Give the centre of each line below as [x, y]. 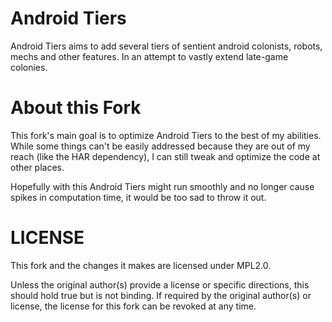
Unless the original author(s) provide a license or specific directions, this [160, 284]
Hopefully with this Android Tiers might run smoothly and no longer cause [162, 186]
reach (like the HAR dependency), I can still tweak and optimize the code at [165, 156]
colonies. [29, 67]
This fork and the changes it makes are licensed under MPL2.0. [141, 265]
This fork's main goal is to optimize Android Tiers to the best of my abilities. [166, 135]
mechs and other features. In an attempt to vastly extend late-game [149, 56]
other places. [37, 167]
